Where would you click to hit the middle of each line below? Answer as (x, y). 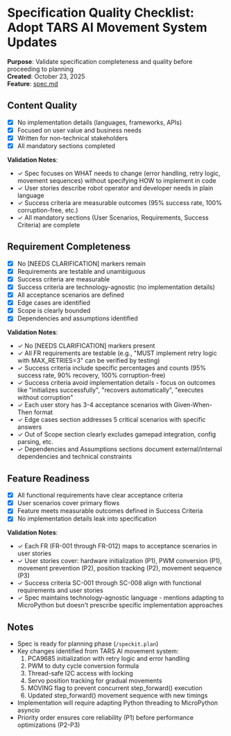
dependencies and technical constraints (75, 457)
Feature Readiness (49, 479)
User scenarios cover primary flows (68, 503)
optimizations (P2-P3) (49, 725)
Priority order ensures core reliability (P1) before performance (105, 718)
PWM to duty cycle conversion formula (83, 666)
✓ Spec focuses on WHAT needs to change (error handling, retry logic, (119, 173)
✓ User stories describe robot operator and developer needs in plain (115, 188)
